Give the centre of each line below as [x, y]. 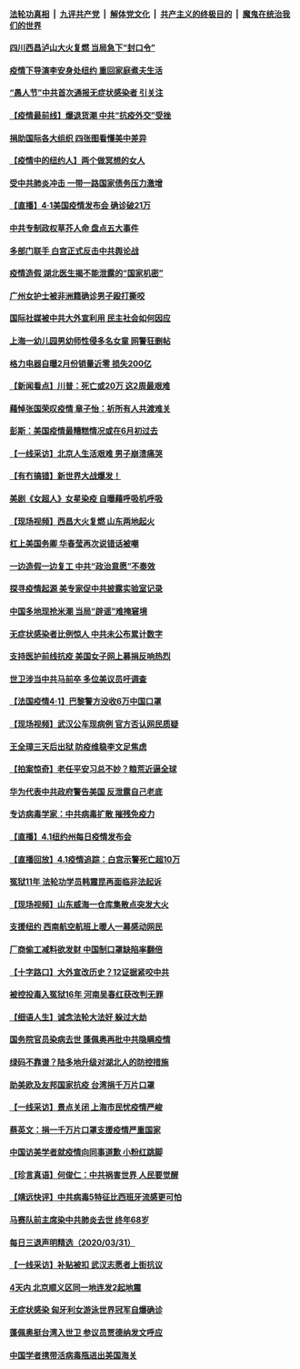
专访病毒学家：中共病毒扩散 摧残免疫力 [82, 814]
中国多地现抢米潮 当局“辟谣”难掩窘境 [79, 611]
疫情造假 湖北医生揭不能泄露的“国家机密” [86, 273]
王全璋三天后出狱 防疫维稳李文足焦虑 [78, 746]
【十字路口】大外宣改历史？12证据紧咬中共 [90, 972]
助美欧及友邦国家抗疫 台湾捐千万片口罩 [82, 1085]
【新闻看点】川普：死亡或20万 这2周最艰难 [90, 386]
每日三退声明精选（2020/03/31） [72, 1242]
